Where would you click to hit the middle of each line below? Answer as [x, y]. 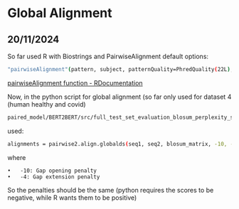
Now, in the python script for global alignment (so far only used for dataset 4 [119, 97]
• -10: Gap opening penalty [52, 171]
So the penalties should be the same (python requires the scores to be [111, 190]
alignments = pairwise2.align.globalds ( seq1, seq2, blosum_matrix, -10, [117, 144]
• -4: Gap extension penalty [54, 177]
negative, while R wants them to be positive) [72, 198]
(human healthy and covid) [47, 104]
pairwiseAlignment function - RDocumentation [75, 82]
